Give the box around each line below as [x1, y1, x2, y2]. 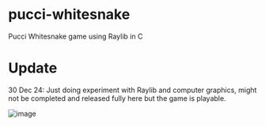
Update [8, 59, 58, 77]
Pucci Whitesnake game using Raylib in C [8, 31, 143, 41]
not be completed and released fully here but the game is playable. [8, 93, 227, 103]
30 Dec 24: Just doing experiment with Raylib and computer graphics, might [8, 85, 257, 94]
